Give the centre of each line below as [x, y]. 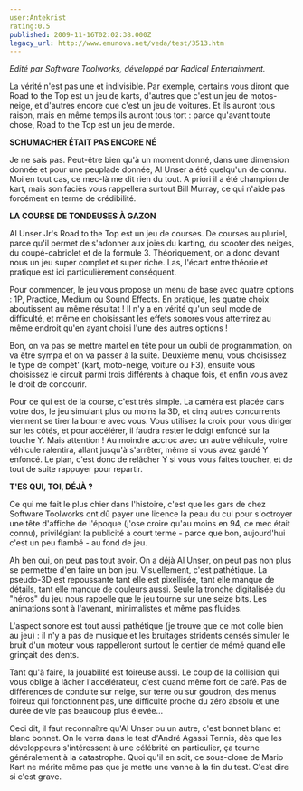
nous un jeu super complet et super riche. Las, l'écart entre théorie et [139, 263]
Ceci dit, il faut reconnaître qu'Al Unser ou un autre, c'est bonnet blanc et [145, 728]
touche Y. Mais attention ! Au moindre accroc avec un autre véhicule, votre [148, 440]
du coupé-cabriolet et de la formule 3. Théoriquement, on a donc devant [145, 253]
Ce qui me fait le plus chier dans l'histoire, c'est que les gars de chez [138, 505]
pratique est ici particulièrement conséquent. [93, 272]
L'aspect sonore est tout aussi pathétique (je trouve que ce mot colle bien [147, 626]
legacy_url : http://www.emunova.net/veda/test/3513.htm [117, 43]
